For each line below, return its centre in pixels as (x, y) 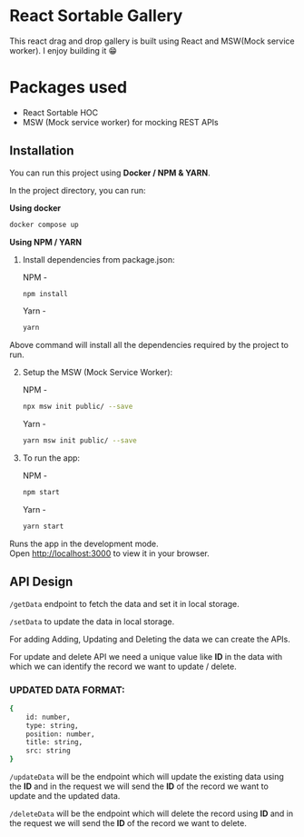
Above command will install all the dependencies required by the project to (149, 345)
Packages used (69, 88)
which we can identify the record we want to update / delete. (123, 666)
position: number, (60, 734)
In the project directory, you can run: (78, 190)
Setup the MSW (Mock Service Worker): (98, 373)
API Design (41, 582)
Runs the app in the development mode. (84, 543)
